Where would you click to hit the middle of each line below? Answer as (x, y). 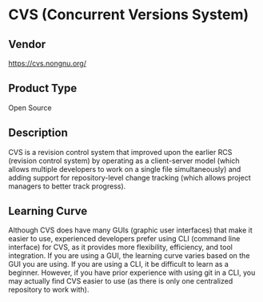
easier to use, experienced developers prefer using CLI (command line (124, 239)
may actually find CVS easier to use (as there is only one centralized (121, 281)
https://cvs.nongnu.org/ (47, 63)
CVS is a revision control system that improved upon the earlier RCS (120, 152)
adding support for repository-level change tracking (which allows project (130, 177)
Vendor (27, 44)
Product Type (43, 88)
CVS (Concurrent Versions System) (129, 15)
